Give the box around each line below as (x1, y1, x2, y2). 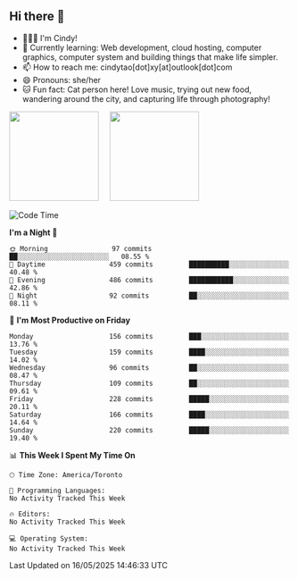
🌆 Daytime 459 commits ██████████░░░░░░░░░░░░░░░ (9, 260, 290, 269)
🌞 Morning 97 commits (9, 244, 153, 253)
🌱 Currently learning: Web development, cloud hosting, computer (21, 42, 262, 53)
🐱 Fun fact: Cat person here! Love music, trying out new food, (21, 84, 252, 95)
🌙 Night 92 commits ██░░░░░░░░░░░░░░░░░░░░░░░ (9, 291, 290, 300)
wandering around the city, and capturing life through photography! (21, 93, 270, 104)
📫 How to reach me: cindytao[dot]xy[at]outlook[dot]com (21, 62, 233, 72)
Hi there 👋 (9, 9, 65, 24)
